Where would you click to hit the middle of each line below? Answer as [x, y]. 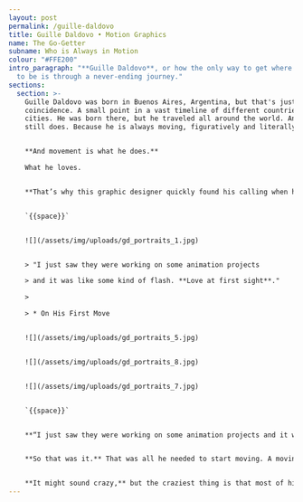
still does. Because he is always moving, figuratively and [140, 128]
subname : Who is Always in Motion [74, 52]
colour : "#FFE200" [43, 60]
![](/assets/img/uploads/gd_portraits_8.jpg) [112, 362]
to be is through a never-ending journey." [99, 77]
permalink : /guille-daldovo [62, 26]
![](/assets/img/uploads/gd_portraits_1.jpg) [112, 241]
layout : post [33, 18]
